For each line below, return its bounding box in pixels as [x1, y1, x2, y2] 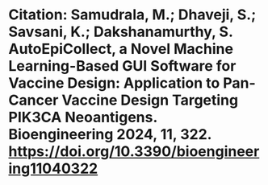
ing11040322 [8, 159, 98, 178]
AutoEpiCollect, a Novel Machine [8, 40, 234, 58]
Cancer [8, 91, 59, 109]
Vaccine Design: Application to [8, 74, 220, 92]
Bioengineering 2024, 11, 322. [8, 125, 212, 144]
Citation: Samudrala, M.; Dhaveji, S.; [8, 6, 257, 24]
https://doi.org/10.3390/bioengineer [8, 142, 260, 161]
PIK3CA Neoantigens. [8, 109, 157, 126]
